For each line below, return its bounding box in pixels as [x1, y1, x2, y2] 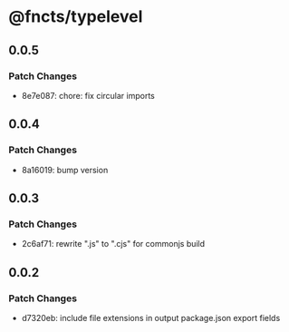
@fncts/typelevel [8, 6, 143, 27]
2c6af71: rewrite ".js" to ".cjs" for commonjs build [21, 239, 206, 249]
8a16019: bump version [21, 164, 109, 175]
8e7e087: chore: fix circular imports [21, 90, 156, 101]
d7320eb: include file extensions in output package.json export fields [21, 312, 281, 323]
